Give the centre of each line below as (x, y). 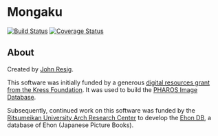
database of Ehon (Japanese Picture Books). (70, 125)
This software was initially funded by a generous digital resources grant (109, 82)
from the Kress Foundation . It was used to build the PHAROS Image (102, 89)
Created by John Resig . (40, 69)
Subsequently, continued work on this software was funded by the (101, 110)
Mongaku (35, 12)
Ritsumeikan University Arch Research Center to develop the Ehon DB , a (109, 117)
